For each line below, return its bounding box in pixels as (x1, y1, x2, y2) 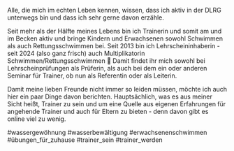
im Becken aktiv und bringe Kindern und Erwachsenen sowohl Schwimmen (7, 34, 224, 43)
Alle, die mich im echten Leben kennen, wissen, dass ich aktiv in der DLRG (7, 6, 221, 14)
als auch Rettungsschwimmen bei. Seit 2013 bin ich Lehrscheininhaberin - (7, 42, 220, 50)
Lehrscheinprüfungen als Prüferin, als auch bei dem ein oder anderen (7, 64, 207, 72)
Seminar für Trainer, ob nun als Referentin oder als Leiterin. (7, 71, 177, 80)
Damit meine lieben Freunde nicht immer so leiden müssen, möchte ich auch (7, 85, 228, 93)
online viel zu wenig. (7, 115, 66, 123)
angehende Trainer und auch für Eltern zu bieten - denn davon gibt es (7, 108, 209, 115)
